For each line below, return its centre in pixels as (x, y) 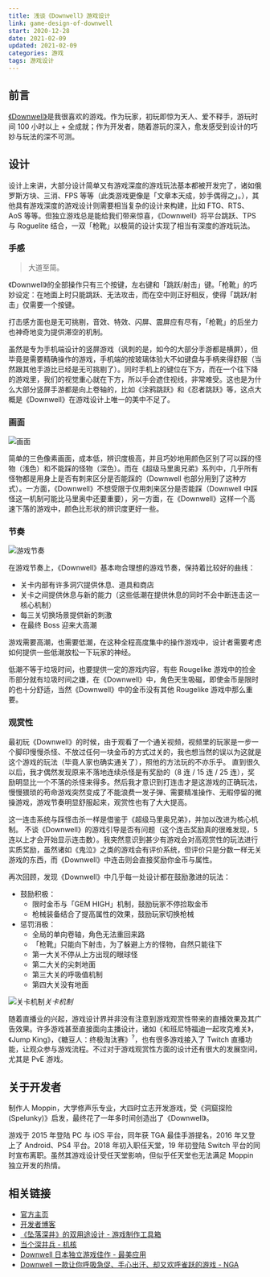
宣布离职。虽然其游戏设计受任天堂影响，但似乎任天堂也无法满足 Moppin (134, 1155)
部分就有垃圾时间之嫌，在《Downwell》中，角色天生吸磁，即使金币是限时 (137, 680)
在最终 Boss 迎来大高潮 (59, 625)
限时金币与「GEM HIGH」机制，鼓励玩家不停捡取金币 (120, 904)
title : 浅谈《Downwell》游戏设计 (59, 16)
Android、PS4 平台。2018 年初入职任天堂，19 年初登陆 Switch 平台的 (139, 1146)
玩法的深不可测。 (50, 136)
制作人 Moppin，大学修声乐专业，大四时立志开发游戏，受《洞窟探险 (121, 1108)
